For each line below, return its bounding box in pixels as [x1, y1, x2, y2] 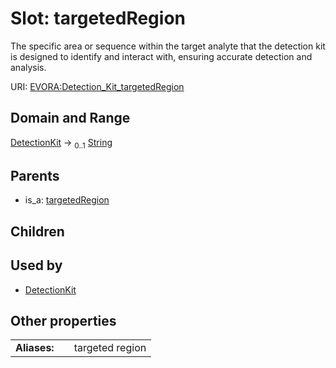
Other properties [10, 312, 117, 329]
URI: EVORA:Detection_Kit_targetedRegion [10, 80, 185, 92]
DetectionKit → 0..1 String [10, 136, 113, 151]
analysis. [10, 61, 47, 73]
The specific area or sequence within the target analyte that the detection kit [10, 40, 326, 52]
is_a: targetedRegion [24, 194, 110, 206]
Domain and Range [10, 110, 131, 127]
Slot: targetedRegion [10, 7, 186, 30]
